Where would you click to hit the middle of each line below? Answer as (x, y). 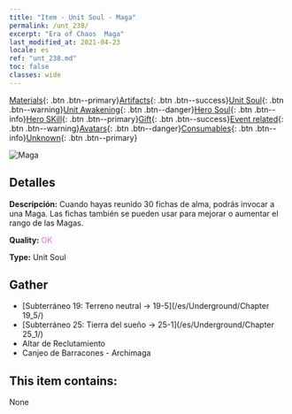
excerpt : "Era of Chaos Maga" (67, 34)
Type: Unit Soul (38, 257)
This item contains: (63, 381)
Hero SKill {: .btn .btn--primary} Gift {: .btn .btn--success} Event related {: (155, 119)
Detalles (32, 183)
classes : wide (35, 75)
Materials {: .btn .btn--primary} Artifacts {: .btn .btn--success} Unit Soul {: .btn (147, 100)
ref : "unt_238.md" (43, 58)
